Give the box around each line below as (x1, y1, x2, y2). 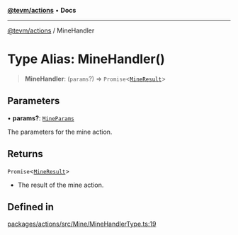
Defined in (7, 201, 55, 213)
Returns (7, 148, 44, 160)
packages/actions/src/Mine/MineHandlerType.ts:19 (7, 219, 157, 229)
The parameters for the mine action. (7, 127, 113, 136)
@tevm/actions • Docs (7, 6, 76, 14)
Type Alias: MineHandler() (7, 51, 165, 67)
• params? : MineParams (7, 113, 74, 122)
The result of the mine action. (17, 180, 104, 189)
